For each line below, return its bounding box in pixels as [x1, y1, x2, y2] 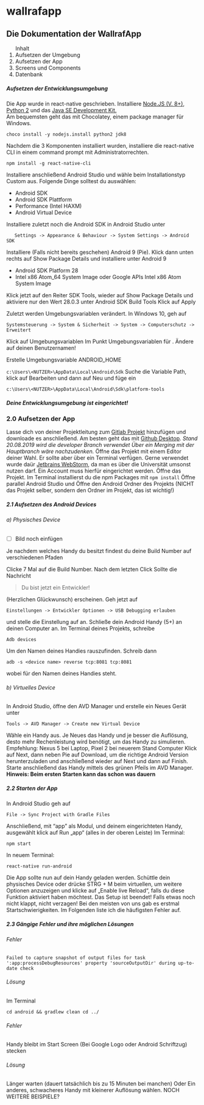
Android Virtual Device [15, 209, 72, 216]
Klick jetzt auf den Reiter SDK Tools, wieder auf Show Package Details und [6, 291, 194, 299]
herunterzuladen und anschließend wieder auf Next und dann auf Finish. [6, 758, 189, 765]
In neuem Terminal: [6, 852, 55, 859]
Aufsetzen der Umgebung [15, 51, 80, 59]
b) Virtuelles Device [6, 684, 56, 691]
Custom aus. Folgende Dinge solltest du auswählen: [6, 177, 137, 184]
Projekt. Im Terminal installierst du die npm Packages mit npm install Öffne [6, 474, 196, 481]
